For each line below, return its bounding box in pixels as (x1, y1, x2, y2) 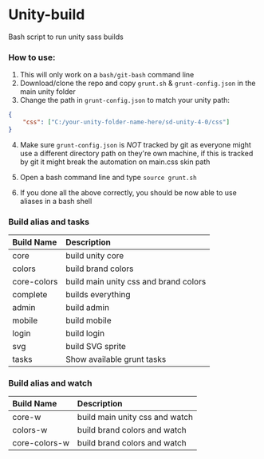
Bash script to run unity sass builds (8, 32, 124, 41)
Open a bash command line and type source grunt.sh (19, 172, 197, 182)
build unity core (65, 250, 124, 261)
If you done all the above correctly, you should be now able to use (19, 187, 237, 197)
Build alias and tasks (8, 216, 90, 227)
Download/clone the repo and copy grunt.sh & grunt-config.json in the (19, 78, 256, 88)
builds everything (65, 289, 131, 300)
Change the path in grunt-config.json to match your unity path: (19, 96, 230, 105)
